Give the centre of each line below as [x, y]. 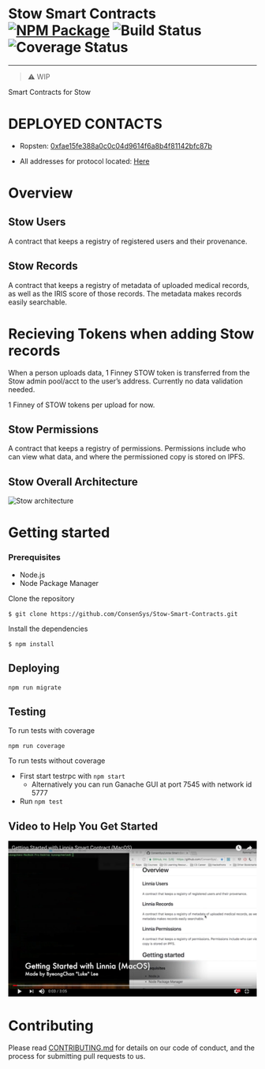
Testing [27, 711]
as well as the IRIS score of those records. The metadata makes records [125, 293]
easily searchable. [38, 302]
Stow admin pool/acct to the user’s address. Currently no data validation [125, 381]
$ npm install [32, 644]
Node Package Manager [59, 583]
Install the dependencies [48, 629]
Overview [41, 193]
